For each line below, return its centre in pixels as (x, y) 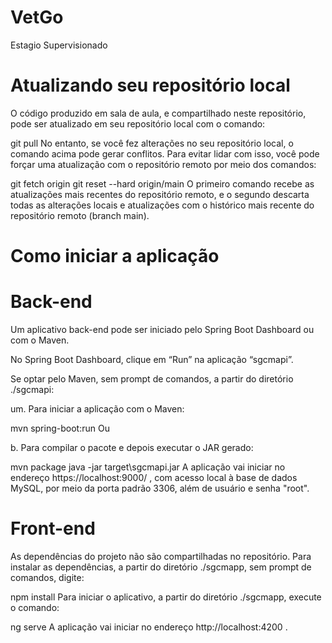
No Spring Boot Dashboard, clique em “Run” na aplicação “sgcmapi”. (152, 359)
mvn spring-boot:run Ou (60, 428)
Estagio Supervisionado (59, 45)
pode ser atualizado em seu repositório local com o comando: (138, 123)
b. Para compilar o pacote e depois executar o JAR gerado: (132, 447)
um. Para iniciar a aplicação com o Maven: (97, 409)
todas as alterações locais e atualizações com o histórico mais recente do (162, 205)
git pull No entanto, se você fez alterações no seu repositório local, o (152, 143)
